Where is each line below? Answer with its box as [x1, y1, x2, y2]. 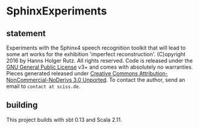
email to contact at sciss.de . [6, 83, 80, 90]
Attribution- [139, 70, 168, 77]
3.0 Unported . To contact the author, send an [73, 77, 186, 83]
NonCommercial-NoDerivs [6, 77, 72, 83]
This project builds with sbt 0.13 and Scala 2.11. [6, 116, 122, 123]
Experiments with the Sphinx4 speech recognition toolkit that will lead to [6, 44, 186, 51]
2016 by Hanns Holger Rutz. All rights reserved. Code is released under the [6, 57, 193, 64]
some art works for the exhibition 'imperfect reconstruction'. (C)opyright [6, 51, 186, 58]
